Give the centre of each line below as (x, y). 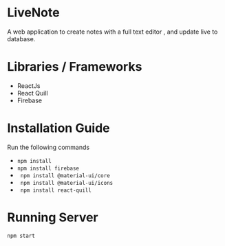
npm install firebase (48, 168)
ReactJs (29, 86)
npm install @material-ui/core (65, 176)
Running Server (53, 217)
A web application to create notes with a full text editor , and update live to (112, 32)
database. (21, 38)
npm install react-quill (56, 190)
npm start (21, 236)
